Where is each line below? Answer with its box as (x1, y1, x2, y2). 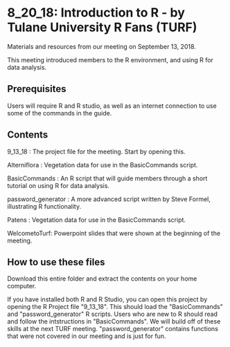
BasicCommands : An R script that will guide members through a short (7, 174, 208, 182)
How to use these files (7, 256, 105, 268)
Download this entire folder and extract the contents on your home (7, 274, 197, 283)
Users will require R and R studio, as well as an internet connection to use (7, 102, 217, 110)
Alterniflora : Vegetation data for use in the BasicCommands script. (7, 160, 198, 169)
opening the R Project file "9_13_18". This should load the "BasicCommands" (7, 303, 223, 311)
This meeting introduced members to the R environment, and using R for (7, 55, 213, 64)
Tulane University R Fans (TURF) (7, 19, 197, 35)
